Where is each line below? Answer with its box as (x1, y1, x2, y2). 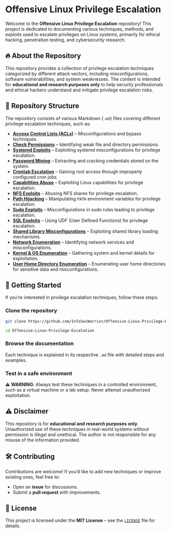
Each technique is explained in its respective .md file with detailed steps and (5, 351, 164, 358)
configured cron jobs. (12, 174, 59, 180)
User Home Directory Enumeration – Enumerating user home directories (12, 260, 166, 266)
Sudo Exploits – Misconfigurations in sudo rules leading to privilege (12, 206, 155, 212)
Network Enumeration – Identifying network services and (12, 239, 134, 245)
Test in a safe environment (5, 370, 72, 377)
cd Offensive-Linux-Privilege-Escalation (5, 328, 95, 333)
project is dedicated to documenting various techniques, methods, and (5, 26, 154, 32)
